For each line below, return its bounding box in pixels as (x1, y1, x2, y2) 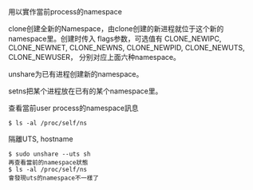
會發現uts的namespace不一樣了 (8, 174, 100, 182)
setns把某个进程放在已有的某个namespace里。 (8, 86, 163, 96)
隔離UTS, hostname (8, 134, 73, 144)
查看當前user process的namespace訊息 (8, 103, 139, 113)
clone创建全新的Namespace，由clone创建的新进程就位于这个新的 (8, 24, 224, 34)
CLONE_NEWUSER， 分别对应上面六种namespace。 (8, 53, 181, 61)
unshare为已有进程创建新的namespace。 (8, 69, 144, 78)
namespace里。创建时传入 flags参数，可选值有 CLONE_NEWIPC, (8, 34, 222, 43)
